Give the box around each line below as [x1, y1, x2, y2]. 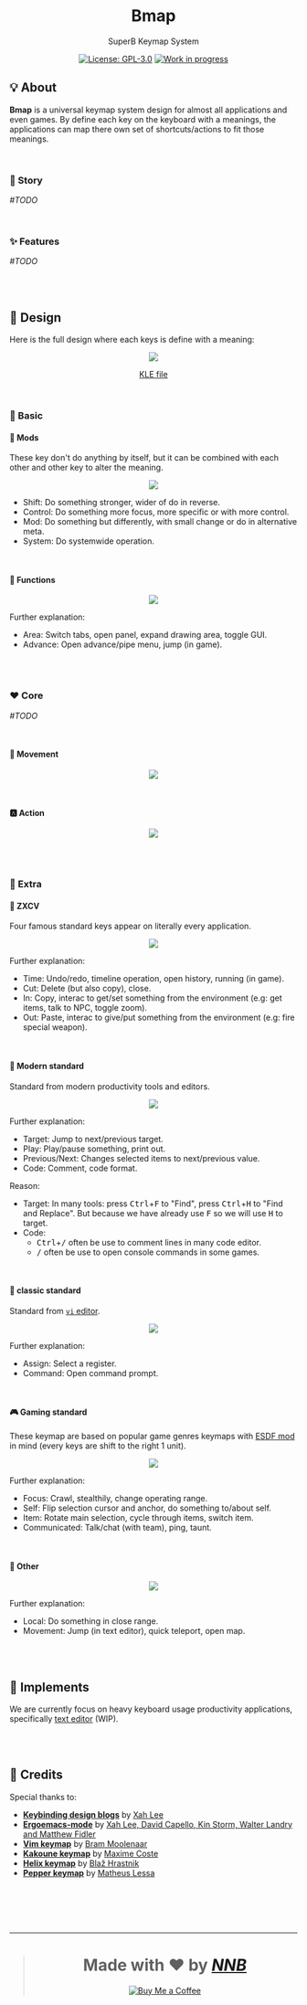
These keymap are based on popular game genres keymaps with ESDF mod [9, 1430, 295, 1441]
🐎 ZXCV [9, 900, 40, 911]
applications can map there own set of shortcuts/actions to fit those [9, 123, 265, 134]
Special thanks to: [9, 1791, 78, 1802]
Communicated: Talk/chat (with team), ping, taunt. [22, 1522, 212, 1533]
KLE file [139, 369, 168, 380]
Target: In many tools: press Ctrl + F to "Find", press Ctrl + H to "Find [22, 1198, 283, 1209]
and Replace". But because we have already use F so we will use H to [22, 1207, 283, 1218]
